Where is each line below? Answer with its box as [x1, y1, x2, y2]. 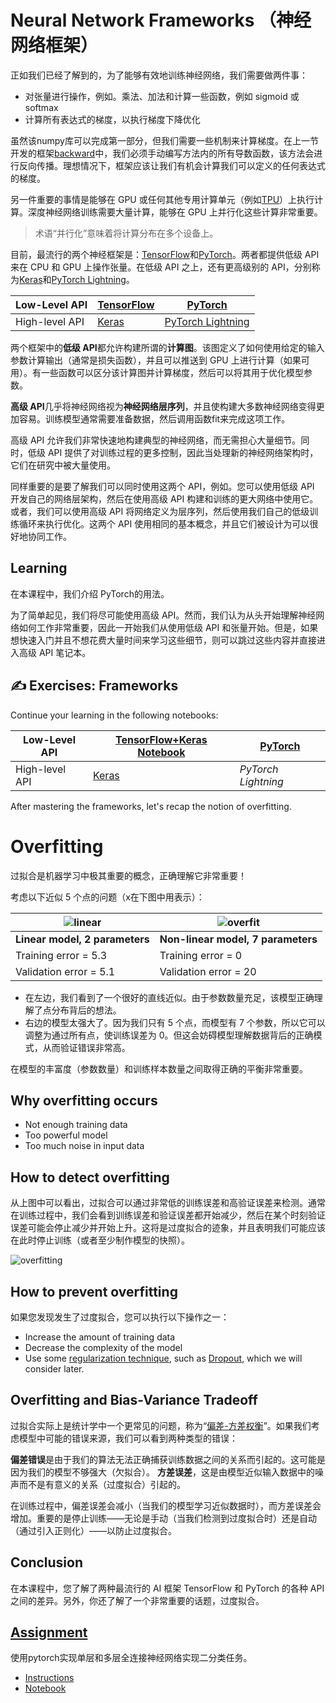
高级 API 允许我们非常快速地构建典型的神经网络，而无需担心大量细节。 [10, 434, 302, 446]
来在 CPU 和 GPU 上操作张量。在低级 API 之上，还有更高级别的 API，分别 [10, 261, 312, 273]
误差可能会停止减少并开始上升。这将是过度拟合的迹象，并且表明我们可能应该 [10, 1222, 326, 1234]
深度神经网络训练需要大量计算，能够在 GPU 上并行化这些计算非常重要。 [27, 206, 323, 218]
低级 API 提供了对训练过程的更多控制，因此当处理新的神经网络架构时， [27, 446, 319, 458]
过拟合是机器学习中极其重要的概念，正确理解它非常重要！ [10, 869, 247, 881]
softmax [24, 101, 59, 113]
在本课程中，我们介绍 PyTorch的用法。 [10, 587, 170, 600]
